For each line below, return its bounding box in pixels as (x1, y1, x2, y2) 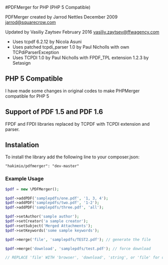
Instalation (5, 141, 39, 149)
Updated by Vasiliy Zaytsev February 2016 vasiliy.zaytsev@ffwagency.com (5, 29, 159, 35)
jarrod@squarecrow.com (5, 20, 56, 25)
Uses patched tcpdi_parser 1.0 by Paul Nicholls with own (12, 44, 129, 50)
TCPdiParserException (12, 50, 59, 55)
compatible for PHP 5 (5, 93, 49, 99)
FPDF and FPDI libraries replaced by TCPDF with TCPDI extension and (5, 121, 150, 127)
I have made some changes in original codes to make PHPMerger (5, 88, 140, 94)
